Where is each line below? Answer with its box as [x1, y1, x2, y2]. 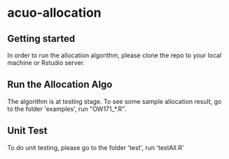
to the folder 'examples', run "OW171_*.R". [7, 105, 127, 113]
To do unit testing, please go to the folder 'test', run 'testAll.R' [7, 143, 184, 151]
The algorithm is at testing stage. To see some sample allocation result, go [7, 97, 222, 105]
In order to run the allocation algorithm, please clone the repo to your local [7, 51, 222, 59]
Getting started [7, 33, 76, 45]
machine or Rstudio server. [7, 59, 85, 67]
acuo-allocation [7, 5, 102, 21]
